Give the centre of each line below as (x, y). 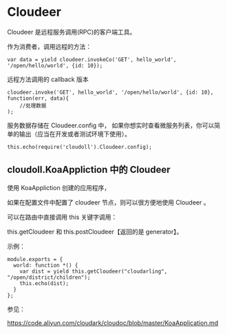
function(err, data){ (38, 98)
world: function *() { (46, 265)
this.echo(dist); (44, 283)
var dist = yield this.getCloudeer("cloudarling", (94, 271)
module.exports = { (35, 259)
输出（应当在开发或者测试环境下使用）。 (75, 134)
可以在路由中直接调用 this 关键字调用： (62, 217)
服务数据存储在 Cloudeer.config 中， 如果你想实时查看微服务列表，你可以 (111, 125)
